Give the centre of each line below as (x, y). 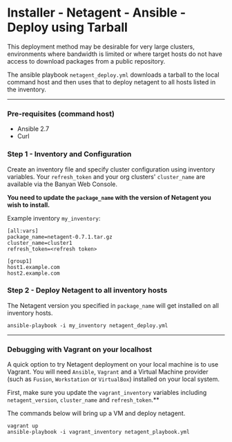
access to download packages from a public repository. (86, 61)
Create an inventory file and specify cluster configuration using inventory (111, 169)
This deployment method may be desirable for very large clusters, (101, 46)
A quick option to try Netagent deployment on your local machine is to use (113, 365)
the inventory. (27, 89)
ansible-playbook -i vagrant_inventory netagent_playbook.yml (98, 432)
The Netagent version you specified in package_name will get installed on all (113, 305)
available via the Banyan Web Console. (62, 184)
